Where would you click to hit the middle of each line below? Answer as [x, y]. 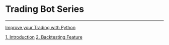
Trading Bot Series [45, 9]
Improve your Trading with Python [40, 27]
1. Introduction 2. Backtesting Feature [44, 37]
